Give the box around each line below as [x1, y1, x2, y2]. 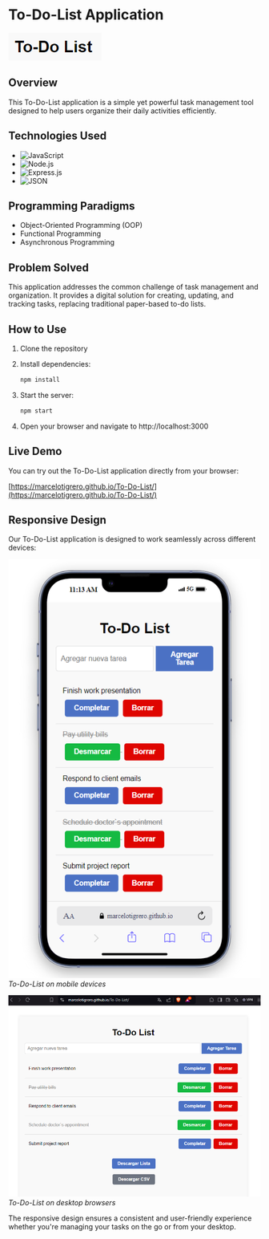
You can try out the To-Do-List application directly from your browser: [8, 465, 239, 475]
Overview [8, 76, 58, 90]
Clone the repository [19, 343, 88, 353]
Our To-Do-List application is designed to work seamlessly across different [8, 534, 256, 544]
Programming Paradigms [8, 199, 135, 213]
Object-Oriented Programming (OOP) [19, 221, 143, 230]
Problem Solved [8, 261, 90, 274]
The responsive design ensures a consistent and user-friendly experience [8, 1213, 252, 1223]
